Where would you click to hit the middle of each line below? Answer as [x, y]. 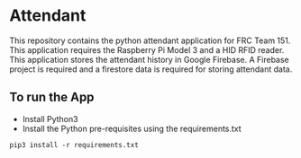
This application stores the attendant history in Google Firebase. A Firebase [150, 59]
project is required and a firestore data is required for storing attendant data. [151, 69]
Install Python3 [50, 118]
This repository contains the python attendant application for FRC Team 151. [150, 40]
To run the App [52, 97]
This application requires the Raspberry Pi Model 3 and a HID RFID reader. [147, 49]
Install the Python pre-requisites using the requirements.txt [132, 128]
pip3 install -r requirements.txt [74, 145]
